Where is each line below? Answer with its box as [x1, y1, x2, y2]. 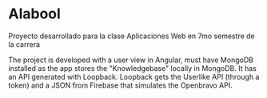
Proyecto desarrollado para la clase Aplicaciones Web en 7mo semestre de [8, 31, 255, 41]
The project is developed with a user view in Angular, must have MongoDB [8, 55, 254, 65]
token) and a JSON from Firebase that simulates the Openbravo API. [8, 80, 233, 90]
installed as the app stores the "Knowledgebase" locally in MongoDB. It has [8, 63, 257, 73]
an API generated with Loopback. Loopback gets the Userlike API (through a [8, 72, 260, 81]
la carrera [8, 39, 41, 49]
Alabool [8, 5, 62, 23]
